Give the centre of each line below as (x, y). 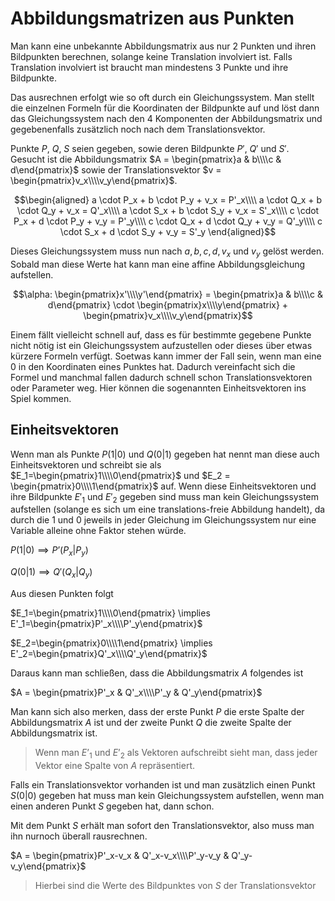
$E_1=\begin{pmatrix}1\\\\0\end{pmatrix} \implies (110, 613)
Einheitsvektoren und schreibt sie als (86, 464)
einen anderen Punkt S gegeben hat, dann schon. (112, 806)
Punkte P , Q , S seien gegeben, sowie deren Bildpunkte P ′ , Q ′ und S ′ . (150, 148)
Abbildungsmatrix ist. (54, 733)
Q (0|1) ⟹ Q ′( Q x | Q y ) (51, 573)
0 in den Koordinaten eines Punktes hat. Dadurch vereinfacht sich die (153, 366)
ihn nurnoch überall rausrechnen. (79, 836)
